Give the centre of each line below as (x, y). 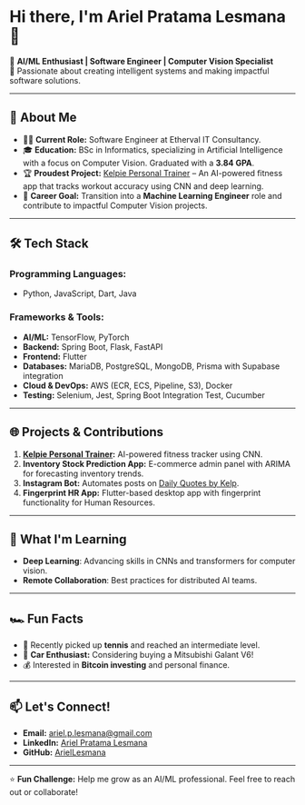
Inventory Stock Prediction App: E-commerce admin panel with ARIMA (157, 463)
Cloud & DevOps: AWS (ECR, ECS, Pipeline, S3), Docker (128, 385)
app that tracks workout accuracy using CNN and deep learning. (143, 186)
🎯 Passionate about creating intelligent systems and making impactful (139, 71)
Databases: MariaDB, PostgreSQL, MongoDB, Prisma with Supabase (151, 366)
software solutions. (45, 80)
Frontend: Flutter (55, 356)
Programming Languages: (68, 274)
